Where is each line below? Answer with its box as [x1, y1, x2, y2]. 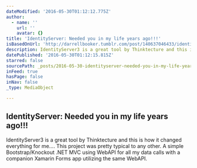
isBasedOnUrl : [6, 42, 41, 47]
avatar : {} [16, 30, 43, 36]
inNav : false [6, 80, 38, 85]
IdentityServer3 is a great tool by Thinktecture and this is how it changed [6, 136, 182, 143]
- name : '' [11, 19, 38, 25]
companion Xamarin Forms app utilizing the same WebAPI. [6, 155, 148, 162]
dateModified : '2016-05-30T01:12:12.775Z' [6, 8, 111, 15]
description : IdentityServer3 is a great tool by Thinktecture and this [6, 47, 188, 53]
